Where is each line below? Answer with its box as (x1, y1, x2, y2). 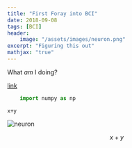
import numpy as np (19, 94, 76, 101)
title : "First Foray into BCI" (7, 10, 98, 17)
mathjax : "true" (7, 49, 54, 56)
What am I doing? (7, 67, 58, 76)
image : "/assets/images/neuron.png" (19, 36, 126, 43)
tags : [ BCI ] (7, 23, 42, 30)
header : (7, 29, 30, 37)
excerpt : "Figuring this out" (7, 42, 95, 49)
